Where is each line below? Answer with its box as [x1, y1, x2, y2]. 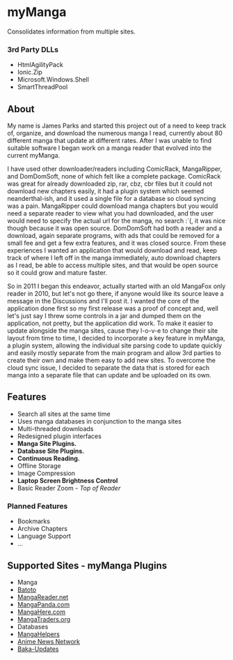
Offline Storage [17, 461, 61, 470]
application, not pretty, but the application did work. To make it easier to [7, 319, 214, 328]
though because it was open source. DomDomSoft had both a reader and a [7, 224, 223, 232]
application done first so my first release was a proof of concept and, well [7, 304, 219, 313]
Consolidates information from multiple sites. [7, 27, 136, 36]
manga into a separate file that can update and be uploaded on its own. [7, 371, 212, 380]
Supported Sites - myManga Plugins [7, 560, 168, 571]
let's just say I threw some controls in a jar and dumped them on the [7, 312, 202, 320]
